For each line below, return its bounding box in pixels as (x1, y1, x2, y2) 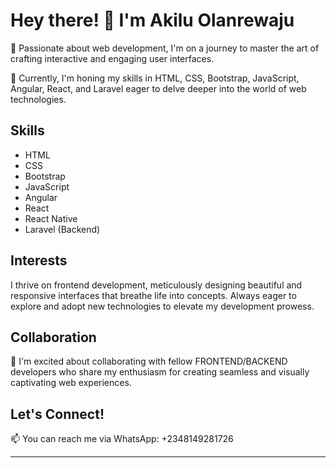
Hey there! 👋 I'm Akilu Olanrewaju (10, 9, 295, 32)
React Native (24, 212, 78, 224)
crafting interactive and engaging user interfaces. (10, 52, 215, 64)
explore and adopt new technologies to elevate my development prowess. (10, 300, 315, 312)
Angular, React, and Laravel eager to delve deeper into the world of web (10, 82, 307, 94)
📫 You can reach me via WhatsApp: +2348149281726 (10, 433, 234, 445)
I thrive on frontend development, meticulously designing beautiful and (10, 279, 303, 291)
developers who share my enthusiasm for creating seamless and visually (10, 366, 310, 378)
